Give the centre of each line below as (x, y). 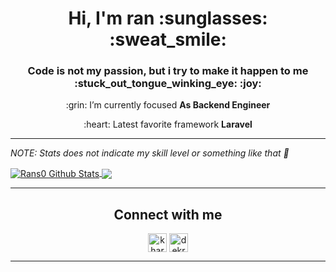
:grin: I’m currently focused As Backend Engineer (168, 105)
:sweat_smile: (168, 39)
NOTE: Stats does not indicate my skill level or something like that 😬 (150, 153)
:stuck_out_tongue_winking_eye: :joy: (168, 84)
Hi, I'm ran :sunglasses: (168, 18)
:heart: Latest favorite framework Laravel (168, 124)
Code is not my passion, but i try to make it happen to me (168, 71)
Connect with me (168, 214)
